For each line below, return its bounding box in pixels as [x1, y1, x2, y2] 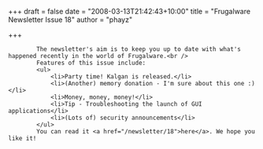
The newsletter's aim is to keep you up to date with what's [36, 45, 242, 53]
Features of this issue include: [36, 59, 146, 67]
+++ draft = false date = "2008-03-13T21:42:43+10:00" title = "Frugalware [8, 7, 250, 16]
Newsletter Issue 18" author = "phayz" [8, 15, 132, 24]
